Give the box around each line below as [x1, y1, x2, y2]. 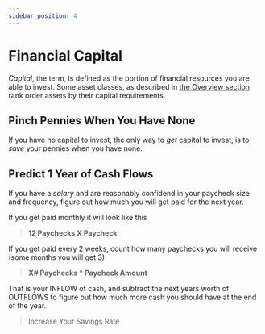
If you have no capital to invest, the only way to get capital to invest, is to [8, 135, 250, 145]
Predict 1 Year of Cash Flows [8, 167, 154, 181]
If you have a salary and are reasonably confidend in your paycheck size [8, 189, 250, 198]
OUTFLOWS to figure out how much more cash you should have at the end [8, 292, 257, 303]
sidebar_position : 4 [8, 11, 78, 20]
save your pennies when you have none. [8, 144, 143, 153]
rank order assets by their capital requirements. [8, 90, 166, 100]
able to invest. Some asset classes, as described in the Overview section [8, 81, 251, 91]
